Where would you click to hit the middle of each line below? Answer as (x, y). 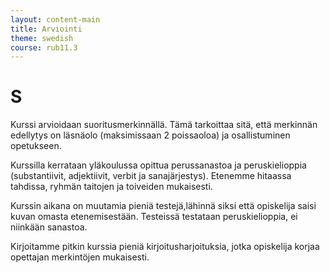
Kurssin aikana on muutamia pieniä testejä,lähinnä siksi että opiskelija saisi (163, 206)
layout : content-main (55, 19)
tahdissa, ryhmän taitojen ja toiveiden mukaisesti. (111, 187)
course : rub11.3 (44, 47)
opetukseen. (36, 146)
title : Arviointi (46, 29)
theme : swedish (42, 38)
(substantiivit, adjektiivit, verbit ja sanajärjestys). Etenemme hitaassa (151, 176)
